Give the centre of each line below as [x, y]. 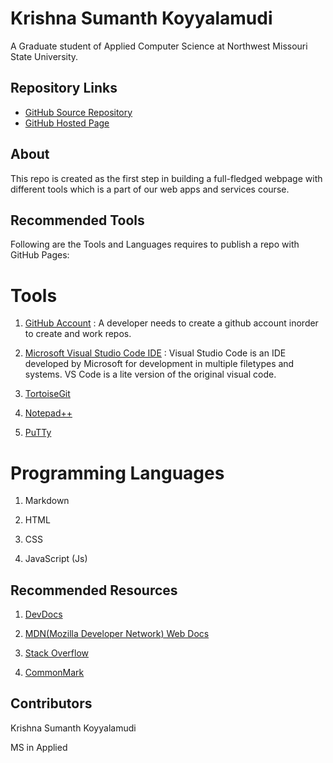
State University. [44, 56]
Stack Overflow [57, 653]
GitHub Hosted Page [67, 123]
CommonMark [54, 673]
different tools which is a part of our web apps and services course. [150, 189]
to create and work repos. [78, 334]
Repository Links [64, 88]
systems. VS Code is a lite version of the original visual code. [150, 374]
